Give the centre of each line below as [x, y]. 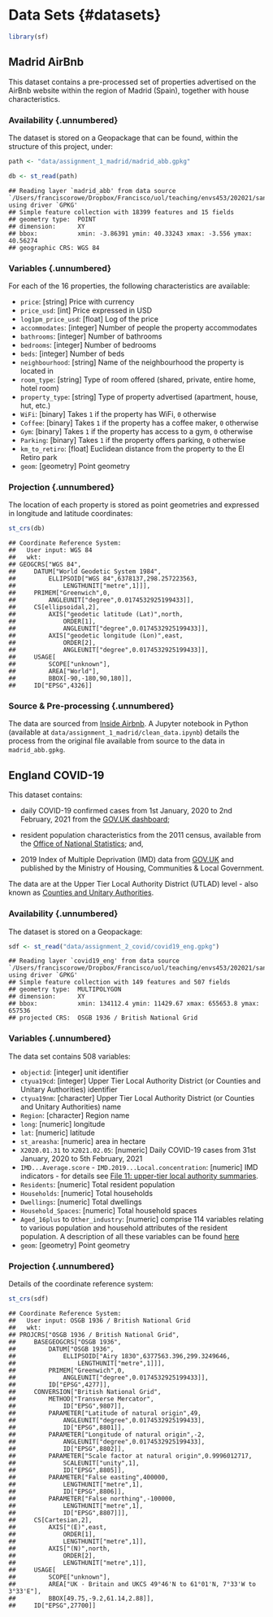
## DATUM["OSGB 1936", [61, 1349]
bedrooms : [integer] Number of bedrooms [88, 344]
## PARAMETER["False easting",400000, [89, 1477]
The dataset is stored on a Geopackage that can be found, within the [123, 138]
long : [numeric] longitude [63, 1124]
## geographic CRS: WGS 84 [54, 248]
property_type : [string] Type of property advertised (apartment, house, [139, 397]
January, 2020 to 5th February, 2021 [81, 1159]
